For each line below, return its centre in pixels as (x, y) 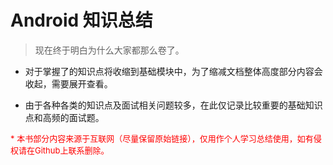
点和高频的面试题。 (64, 117)
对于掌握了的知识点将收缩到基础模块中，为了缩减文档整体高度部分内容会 (173, 71)
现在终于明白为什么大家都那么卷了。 (109, 50)
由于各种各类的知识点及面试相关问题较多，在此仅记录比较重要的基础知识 (173, 105)
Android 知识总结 (81, 20)
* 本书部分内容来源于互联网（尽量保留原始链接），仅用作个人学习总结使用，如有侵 (166, 138)
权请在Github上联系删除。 (60, 150)
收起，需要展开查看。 (68, 83)
